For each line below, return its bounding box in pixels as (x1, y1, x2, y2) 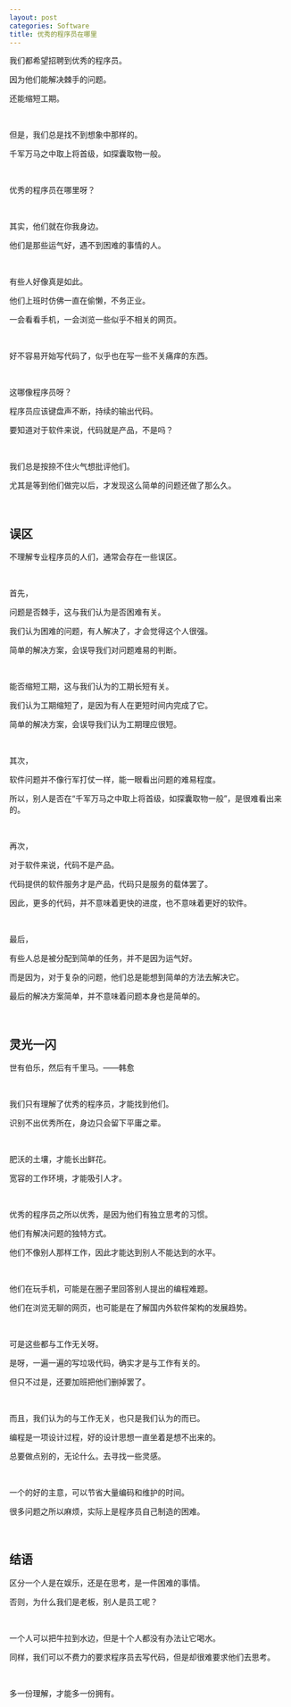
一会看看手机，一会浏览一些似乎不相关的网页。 (9, 314, 181, 325)
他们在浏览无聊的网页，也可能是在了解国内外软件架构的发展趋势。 (9, 1302, 252, 1313)
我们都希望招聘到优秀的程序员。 (9, 55, 127, 66)
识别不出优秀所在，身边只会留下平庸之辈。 (9, 1117, 166, 1128)
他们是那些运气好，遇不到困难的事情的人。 (9, 240, 166, 251)
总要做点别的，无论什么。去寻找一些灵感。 (9, 1451, 166, 1461)
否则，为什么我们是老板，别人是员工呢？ (9, 1596, 158, 1607)
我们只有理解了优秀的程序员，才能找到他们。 (9, 1099, 174, 1109)
